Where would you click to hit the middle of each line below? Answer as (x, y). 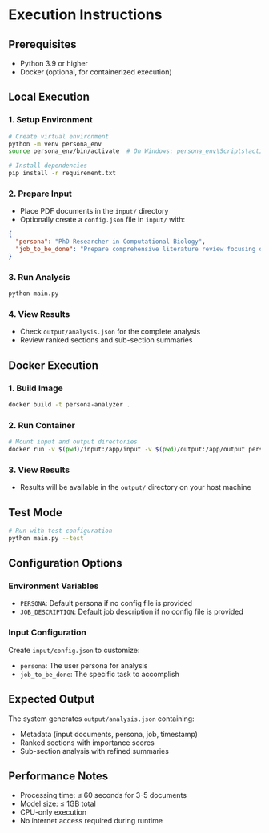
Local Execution (49, 97)
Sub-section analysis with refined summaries (94, 751)
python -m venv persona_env (55, 144)
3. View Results (39, 470)
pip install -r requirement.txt (62, 174)
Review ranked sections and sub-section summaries (106, 340)
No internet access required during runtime (91, 821)
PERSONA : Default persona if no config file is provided (106, 603)
